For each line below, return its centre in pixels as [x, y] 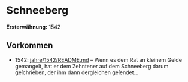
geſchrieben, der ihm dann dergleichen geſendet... [77, 72]
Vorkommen [30, 45]
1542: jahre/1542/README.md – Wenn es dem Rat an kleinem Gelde [98, 59]
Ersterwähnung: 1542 [34, 27]
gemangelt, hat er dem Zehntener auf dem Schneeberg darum [92, 66]
